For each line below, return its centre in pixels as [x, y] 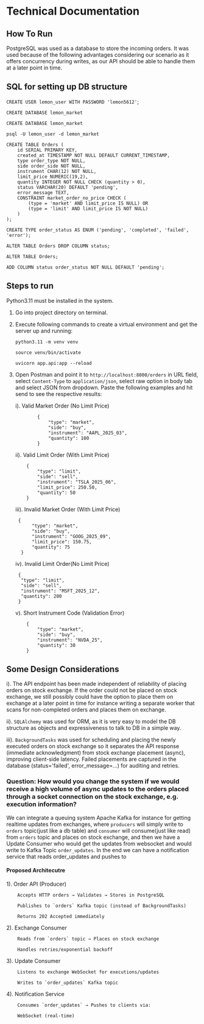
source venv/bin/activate [48, 352]
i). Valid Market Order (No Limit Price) [62, 406]
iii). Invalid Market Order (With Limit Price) [68, 509]
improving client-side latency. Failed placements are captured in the [91, 759]
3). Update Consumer [33, 961]
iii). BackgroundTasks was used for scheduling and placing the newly [91, 740]
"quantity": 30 [57, 645]
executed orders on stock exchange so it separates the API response [93, 746]
